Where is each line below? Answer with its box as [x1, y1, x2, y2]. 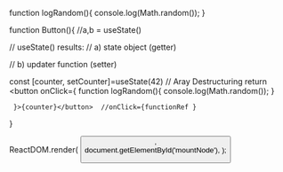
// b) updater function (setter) [9, 59, 117, 69]
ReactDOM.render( [9, 145, 78, 154]
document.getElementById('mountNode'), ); [84, 145, 227, 154]
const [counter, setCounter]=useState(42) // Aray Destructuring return [9, 76, 268, 87]
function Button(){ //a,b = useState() [9, 25, 142, 35]
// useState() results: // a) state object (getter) [9, 42, 177, 52]
